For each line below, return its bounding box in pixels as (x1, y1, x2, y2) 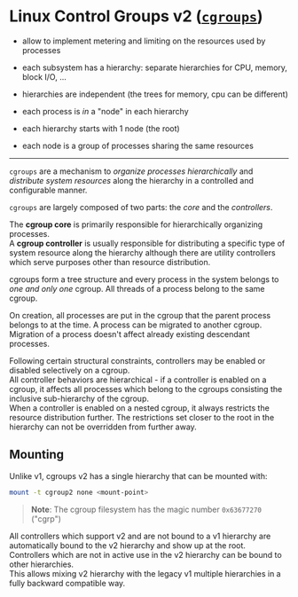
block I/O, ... (21, 71, 67, 82)
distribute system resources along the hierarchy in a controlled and (9, 175, 255, 185)
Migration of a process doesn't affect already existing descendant (9, 328, 250, 339)
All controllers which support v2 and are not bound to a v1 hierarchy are (9, 530, 271, 541)
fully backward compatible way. (9, 577, 126, 588)
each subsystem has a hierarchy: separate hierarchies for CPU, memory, (21, 62, 288, 73)
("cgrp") (30, 513, 62, 524)
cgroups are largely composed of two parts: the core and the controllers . (9, 201, 273, 212)
